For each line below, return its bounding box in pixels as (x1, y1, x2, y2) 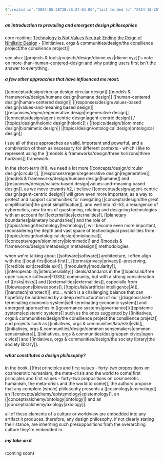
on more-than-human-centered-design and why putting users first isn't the (5, 60, 156, 66)
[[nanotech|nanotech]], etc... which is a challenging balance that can (5, 289, 143, 295)
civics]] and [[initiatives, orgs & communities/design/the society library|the (5, 336, 155, 342)
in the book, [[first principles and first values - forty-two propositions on (5, 365, 150, 371)
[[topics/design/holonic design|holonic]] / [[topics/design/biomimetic (5, 120, 144, 126)
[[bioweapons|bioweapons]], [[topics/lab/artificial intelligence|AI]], (5, 284, 139, 290)
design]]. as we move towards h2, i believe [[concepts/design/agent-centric (5, 186, 158, 192)
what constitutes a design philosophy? (5, 353, 86, 359)
